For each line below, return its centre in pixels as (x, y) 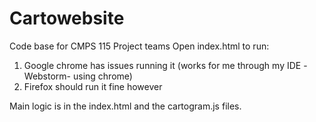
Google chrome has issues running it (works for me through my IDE (162, 65)
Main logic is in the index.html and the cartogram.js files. (125, 106)
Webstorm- (47, 76)
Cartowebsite (67, 18)
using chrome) (102, 76)
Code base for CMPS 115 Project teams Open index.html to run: (139, 46)
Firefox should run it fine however (93, 86)
